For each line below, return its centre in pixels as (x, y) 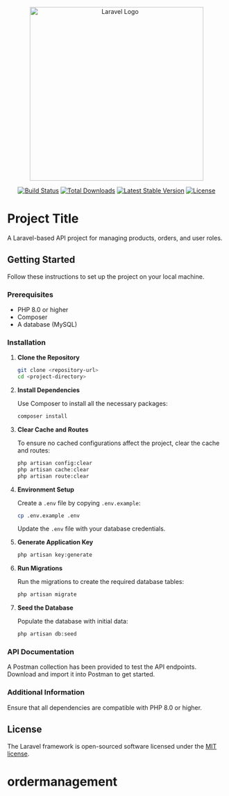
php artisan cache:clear (53, 469)
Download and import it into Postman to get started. (81, 674)
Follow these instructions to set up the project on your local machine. (106, 276)
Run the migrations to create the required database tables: (101, 582)
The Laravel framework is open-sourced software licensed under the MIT (112, 746)
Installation (27, 342)
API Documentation (41, 652)
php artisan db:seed (47, 634)
